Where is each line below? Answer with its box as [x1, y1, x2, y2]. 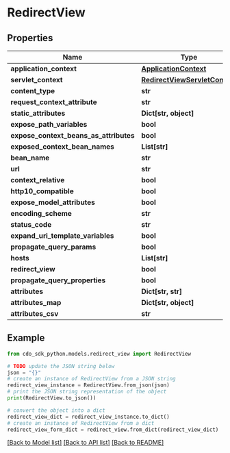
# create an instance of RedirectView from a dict [7, 419, 155, 426]
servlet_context [10, 75, 63, 84]
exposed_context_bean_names [10, 142, 115, 151]
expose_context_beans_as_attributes [10, 131, 135, 140]
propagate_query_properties [10, 276, 106, 285]
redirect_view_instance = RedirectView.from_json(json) [7, 382, 170, 389]
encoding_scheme [10, 209, 72, 218]
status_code [10, 220, 52, 229]
